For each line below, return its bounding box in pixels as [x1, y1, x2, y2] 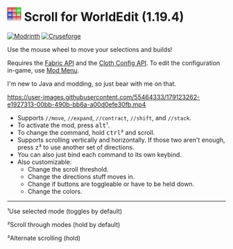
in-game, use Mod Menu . [7, 66, 80, 74]
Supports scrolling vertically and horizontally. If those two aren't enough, [17, 136, 225, 144]
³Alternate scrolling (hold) [7, 234, 81, 242]
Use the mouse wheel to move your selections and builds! [7, 45, 173, 53]
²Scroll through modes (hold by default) [7, 220, 121, 228]
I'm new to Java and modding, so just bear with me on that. [7, 80, 177, 88]
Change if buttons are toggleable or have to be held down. [27, 180, 195, 188]
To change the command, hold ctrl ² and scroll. [17, 128, 155, 136]
